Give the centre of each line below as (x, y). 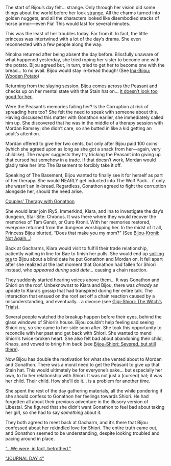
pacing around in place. (30, 439)
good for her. (19, 97)
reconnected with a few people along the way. (54, 44)
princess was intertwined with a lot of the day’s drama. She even (73, 39)
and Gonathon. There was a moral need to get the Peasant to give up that (82, 365)
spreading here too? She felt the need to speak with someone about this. (82, 112)
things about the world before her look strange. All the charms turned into (83, 13)
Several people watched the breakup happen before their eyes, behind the (83, 317)
